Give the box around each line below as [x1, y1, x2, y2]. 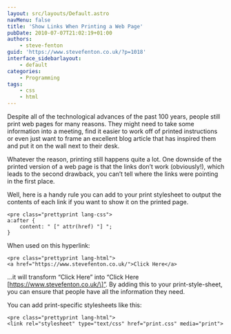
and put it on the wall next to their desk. [7, 142, 120, 150]
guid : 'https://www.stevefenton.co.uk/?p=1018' [7, 49, 147, 56]
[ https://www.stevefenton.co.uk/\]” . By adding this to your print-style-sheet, [7, 280, 223, 288]
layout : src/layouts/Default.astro [7, 10, 110, 17]
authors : [7, 36, 32, 43]
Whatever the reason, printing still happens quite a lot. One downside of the [7, 155, 222, 163]
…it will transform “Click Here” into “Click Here [7, 273, 139, 281]
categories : [7, 68, 41, 75]
